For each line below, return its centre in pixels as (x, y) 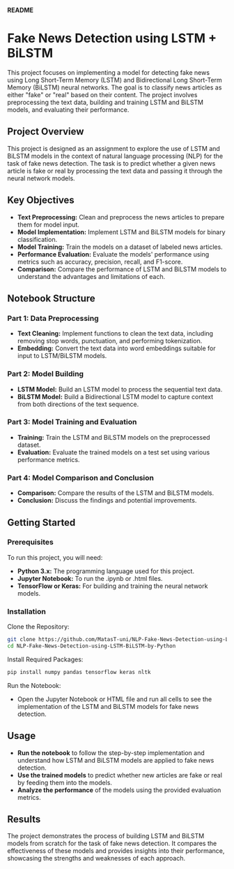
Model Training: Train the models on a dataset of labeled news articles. (120, 247)
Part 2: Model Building (46, 374)
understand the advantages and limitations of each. (91, 276)
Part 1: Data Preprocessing (53, 318)
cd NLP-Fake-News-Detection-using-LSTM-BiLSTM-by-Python (92, 646)
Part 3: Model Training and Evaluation (72, 422)
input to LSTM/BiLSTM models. (62, 356)
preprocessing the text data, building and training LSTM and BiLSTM (106, 102)
